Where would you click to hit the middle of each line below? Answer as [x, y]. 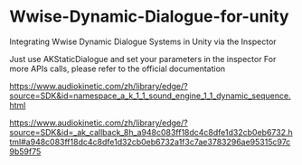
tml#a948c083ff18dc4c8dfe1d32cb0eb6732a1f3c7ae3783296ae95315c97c [150, 142]
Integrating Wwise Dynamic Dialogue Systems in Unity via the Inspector [143, 41]
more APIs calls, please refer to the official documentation [118, 69]
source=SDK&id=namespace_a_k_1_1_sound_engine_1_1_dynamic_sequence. [150, 96]
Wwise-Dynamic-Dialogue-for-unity [149, 17]
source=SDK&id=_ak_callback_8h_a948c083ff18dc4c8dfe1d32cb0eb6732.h [151, 132]
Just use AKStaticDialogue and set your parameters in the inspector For [143, 59]
